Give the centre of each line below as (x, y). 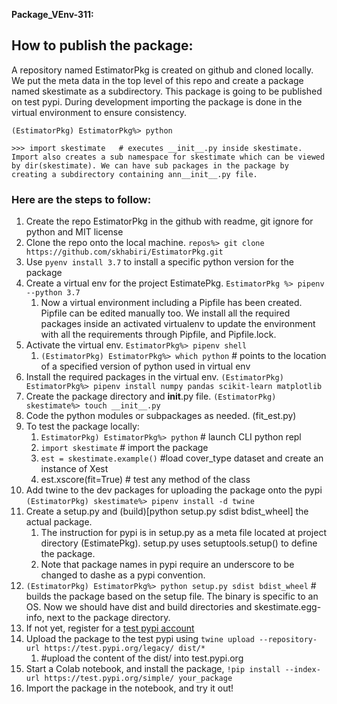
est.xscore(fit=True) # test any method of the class (145, 480)
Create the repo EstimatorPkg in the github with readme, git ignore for (169, 221)
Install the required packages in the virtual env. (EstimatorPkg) (154, 377)
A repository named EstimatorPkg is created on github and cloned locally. (162, 70)
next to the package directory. (108, 618)
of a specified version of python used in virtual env (145, 366)
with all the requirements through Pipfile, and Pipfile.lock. (158, 335)
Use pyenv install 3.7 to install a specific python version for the (159, 262)
